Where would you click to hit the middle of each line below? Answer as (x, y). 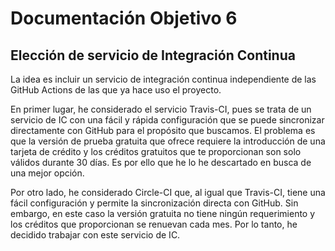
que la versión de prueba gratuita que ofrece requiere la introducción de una (168, 141)
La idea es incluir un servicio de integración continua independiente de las (163, 79)
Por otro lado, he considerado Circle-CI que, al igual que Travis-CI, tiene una (168, 192)
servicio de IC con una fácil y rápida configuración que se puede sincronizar (167, 120)
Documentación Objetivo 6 (124, 18)
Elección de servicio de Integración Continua (153, 55)
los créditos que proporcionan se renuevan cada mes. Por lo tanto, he (154, 224)
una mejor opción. (47, 173)
